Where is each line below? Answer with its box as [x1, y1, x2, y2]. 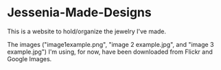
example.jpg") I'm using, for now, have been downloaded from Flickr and [7, 48, 213, 56]
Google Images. [7, 54, 52, 63]
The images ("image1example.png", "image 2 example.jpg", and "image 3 [7, 40, 214, 48]
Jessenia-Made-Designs [7, 5, 152, 20]
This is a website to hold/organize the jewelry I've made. [7, 27, 167, 35]
